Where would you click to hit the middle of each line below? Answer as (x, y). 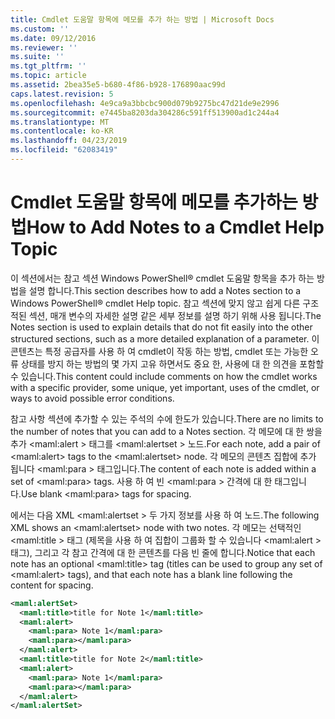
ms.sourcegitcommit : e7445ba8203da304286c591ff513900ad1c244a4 (145, 112)
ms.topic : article (48, 76)
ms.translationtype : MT (60, 122)
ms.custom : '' (40, 29)
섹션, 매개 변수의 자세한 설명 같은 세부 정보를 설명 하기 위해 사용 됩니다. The (175, 315)
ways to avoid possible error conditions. (92, 398)
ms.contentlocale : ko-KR (62, 131)
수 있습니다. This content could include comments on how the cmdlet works (164, 376)
